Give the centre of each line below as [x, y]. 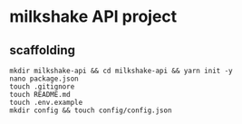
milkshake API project [93, 17]
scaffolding [42, 50]
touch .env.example [46, 102]
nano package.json [44, 79]
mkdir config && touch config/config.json [91, 110]
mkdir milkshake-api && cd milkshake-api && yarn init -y [121, 71]
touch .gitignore [42, 87]
